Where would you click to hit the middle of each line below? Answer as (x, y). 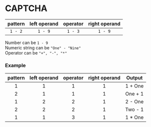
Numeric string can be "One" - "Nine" (43, 48)
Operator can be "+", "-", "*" (36, 53)
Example (15, 65)
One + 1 (134, 94)
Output (134, 78)
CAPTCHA (26, 8)
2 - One (134, 102)
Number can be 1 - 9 (27, 42)
